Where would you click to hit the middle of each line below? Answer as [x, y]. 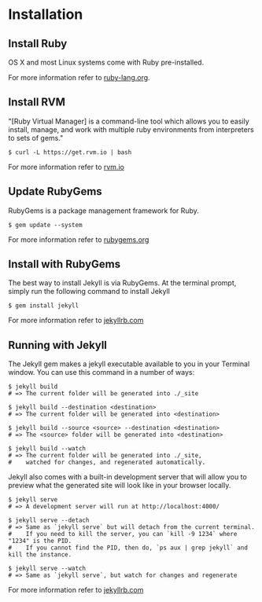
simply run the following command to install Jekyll [89, 292]
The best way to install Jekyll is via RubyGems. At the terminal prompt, [122, 283]
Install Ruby [38, 44]
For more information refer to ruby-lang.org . [79, 77]
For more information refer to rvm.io [66, 167]
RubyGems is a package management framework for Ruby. [103, 211]
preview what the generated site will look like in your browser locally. [120, 486]
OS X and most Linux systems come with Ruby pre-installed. [106, 62]
